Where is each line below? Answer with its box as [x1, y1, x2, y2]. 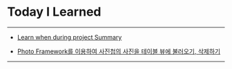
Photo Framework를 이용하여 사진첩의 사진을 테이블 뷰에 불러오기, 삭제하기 [17, 47, 221, 55]
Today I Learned [7, 4, 101, 20]
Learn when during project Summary [17, 33, 122, 41]
